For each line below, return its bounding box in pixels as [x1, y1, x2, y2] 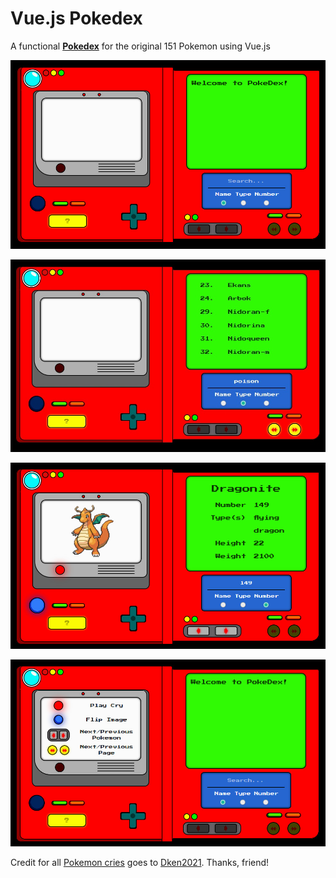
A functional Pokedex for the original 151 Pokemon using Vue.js [10, 40, 271, 52]
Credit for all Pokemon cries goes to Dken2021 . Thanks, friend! [10, 856, 270, 868]
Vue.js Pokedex [10, 7, 143, 30]
